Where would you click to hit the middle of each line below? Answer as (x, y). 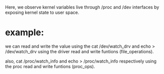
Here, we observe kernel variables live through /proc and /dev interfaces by (82, 7)
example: (25, 33)
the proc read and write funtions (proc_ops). (50, 66)
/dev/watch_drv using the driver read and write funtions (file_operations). (80, 51)
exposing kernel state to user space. (42, 12)
